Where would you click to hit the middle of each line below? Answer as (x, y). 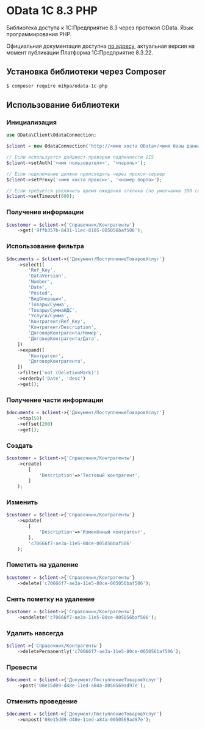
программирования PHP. (39, 34)
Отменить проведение (42, 701)
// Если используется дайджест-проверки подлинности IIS (80, 157)
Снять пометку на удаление (51, 599)
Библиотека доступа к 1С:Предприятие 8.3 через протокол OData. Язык (100, 28)
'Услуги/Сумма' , (49, 316)
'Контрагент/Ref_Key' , (57, 322)
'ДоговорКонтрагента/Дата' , (64, 338)
